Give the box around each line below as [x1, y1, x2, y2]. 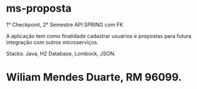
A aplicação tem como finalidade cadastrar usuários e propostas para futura [6, 32, 192, 39]
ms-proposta [6, 2, 72, 15]
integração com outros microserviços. [6, 39, 99, 46]
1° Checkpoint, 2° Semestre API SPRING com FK [6, 21, 124, 28]
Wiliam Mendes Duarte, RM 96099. [6, 71, 182, 84]
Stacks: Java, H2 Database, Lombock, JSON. [6, 50, 116, 57]
